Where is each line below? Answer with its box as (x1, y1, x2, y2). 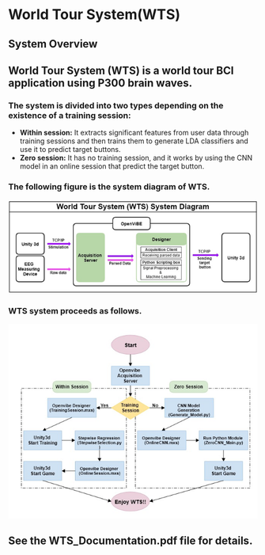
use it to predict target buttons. (19, 145, 121, 154)
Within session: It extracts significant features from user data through (19, 128, 249, 138)
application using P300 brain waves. (8, 76, 192, 89)
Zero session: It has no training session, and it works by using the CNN (19, 153, 253, 163)
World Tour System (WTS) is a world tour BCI (8, 63, 234, 77)
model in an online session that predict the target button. (19, 162, 205, 171)
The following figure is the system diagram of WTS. (8, 181, 210, 192)
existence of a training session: (8, 109, 132, 120)
